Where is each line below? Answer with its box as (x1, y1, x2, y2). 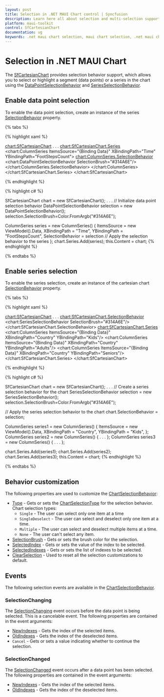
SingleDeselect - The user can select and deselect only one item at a (19, 516, 159, 522)
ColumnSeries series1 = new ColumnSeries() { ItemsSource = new (5, 424, 138, 430)
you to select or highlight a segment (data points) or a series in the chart (5, 77, 150, 83)
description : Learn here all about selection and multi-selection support (5, 16, 161, 21)
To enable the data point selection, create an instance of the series (5, 109, 140, 115)
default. (12, 557, 28, 563)
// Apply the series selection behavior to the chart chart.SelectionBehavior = (5, 409, 158, 415)
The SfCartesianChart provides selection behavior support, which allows (5, 72, 151, 77)
